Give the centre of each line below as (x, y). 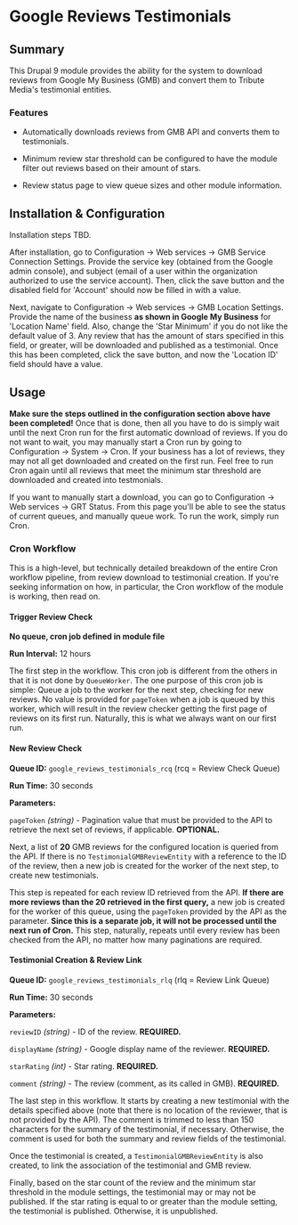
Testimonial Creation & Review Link (76, 960)
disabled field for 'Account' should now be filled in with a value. (125, 290)
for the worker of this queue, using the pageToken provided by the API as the (148, 911)
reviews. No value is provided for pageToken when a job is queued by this (142, 699)
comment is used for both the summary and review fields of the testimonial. (148, 1139)
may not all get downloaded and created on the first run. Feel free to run (141, 461)
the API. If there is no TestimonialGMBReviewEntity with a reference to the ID (148, 856)
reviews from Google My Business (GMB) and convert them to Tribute (137, 80)
